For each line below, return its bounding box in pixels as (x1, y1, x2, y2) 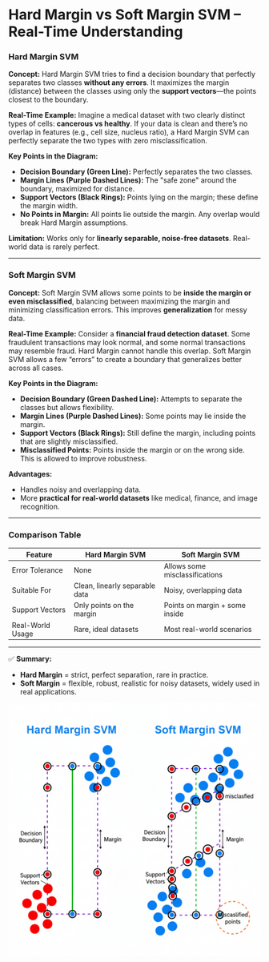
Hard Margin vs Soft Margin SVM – (8, 6, 242, 24)
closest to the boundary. (8, 95, 89, 105)
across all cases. (8, 363, 64, 372)
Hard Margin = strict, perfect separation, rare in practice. (19, 670, 209, 680)
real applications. (19, 687, 78, 697)
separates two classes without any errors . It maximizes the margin (8, 78, 230, 87)
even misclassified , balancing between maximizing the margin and (8, 296, 231, 306)
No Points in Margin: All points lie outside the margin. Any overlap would (19, 210, 260, 219)
